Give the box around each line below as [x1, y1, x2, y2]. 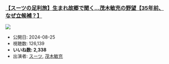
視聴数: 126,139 [12, 41, 45, 47]
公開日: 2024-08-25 [12, 34, 55, 40]
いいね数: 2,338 [12, 47, 47, 53]
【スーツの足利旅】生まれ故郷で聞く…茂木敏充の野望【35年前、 [5, 4, 164, 11]
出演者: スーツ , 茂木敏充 [12, 53, 63, 59]
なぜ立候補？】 [5, 12, 43, 19]
